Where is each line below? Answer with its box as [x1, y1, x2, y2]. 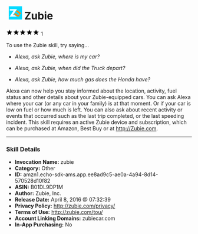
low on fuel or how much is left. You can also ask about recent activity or [6, 106, 183, 113]
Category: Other [14, 165, 56, 172]
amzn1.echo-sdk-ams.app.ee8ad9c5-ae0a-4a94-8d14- [23, 171, 159, 178]
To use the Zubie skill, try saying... [6, 41, 90, 48]
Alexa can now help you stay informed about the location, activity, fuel [6, 87, 177, 94]
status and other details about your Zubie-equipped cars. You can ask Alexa [6, 93, 191, 100]
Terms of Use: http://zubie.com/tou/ [14, 209, 103, 216]
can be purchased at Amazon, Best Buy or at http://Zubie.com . [6, 124, 158, 132]
